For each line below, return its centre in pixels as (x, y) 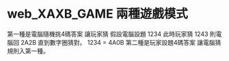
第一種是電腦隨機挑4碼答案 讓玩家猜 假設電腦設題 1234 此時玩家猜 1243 (108, 34)
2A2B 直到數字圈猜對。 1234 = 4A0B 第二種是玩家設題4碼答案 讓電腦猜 (121, 42)
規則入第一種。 (28, 51)
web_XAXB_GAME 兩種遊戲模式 (97, 14)
